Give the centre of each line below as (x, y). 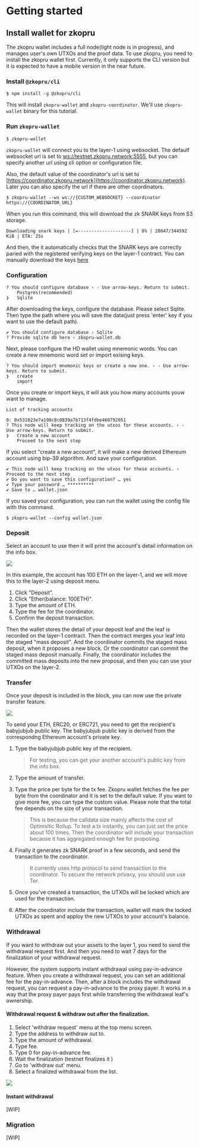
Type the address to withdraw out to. (60, 1033)
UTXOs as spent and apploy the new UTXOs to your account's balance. (102, 917)
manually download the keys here (47, 260)
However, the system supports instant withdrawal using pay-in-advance (94, 969)
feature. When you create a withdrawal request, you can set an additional (96, 975)
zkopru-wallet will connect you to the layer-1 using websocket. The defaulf (98, 150)
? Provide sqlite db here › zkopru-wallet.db (63, 337)
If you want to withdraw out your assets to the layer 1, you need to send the (98, 945)
